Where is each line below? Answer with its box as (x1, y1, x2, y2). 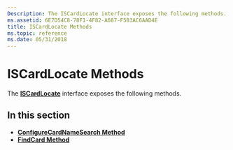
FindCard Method (17, 135, 70, 144)
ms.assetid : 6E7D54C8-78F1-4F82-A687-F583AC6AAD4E (7, 17, 158, 24)
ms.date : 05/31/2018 (7, 36, 68, 43)
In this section (7, 110, 71, 121)
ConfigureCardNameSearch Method (17, 128, 125, 136)
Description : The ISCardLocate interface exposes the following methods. (7, 10, 227, 17)
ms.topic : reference (7, 29, 68, 37)
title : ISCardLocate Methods (7, 23, 92, 30)
